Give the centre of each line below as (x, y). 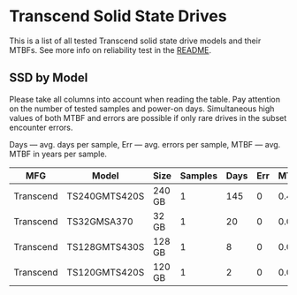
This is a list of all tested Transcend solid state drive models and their (135, 41)
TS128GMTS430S (106, 246)
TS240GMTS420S (106, 196)
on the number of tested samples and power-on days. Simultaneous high (142, 109)
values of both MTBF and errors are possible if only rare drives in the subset (148, 117)
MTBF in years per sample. (58, 154)
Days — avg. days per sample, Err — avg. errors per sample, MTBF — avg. (145, 144)
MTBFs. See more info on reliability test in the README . (110, 49)
